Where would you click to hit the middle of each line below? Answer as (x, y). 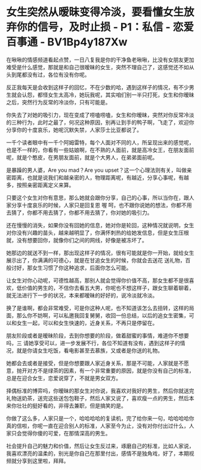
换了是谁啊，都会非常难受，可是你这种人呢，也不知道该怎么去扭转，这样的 (98, 308)
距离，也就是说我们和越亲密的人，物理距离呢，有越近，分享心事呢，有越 (100, 177)
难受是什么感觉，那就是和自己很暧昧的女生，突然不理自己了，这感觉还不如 (98, 67)
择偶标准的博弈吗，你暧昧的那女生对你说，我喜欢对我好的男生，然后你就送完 (100, 391)
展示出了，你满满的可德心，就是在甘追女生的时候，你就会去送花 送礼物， (96, 260)
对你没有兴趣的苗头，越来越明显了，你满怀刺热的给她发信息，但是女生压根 (98, 233)
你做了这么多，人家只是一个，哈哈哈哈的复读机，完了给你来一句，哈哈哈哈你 (100, 418)
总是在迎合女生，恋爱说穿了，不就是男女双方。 (64, 378)
